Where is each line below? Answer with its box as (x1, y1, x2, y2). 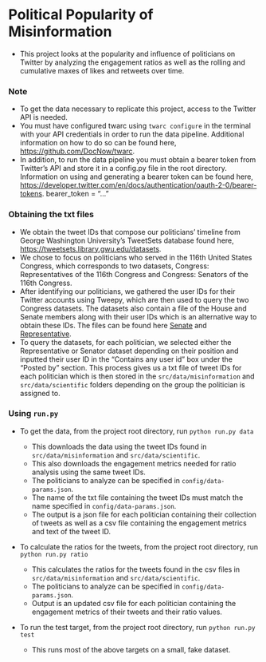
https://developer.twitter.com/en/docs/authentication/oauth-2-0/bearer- (19, 180, 257, 190)
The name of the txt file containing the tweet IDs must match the (31, 493, 244, 502)
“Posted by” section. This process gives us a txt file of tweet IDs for (19, 363, 242, 372)
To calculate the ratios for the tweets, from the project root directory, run (19, 541, 259, 552)
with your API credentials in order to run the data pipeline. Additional (19, 129, 244, 139)
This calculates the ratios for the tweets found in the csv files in (31, 565, 241, 574)
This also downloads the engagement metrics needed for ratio (31, 458, 237, 468)
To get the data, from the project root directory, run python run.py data (19, 426, 254, 436)
